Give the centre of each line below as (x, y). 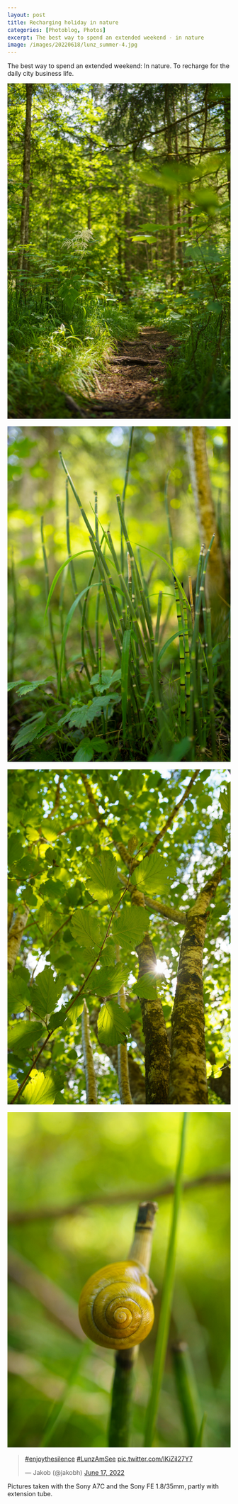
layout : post (27, 15)
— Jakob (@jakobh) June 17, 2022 (75, 1473)
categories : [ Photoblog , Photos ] (57, 30)
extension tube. (30, 1494)
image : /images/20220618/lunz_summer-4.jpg (73, 45)
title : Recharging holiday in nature (63, 22)
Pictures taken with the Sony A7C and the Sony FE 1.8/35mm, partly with (113, 1486)
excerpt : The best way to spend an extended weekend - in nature (106, 38)
